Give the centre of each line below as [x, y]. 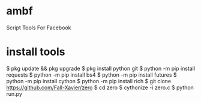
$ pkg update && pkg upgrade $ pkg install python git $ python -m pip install [101, 68]
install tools [36, 52]
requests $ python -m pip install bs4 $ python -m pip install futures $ [91, 75]
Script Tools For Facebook [39, 28]
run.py [14, 93]
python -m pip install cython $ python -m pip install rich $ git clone [89, 81]
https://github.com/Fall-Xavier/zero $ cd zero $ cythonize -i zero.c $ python [100, 87]
